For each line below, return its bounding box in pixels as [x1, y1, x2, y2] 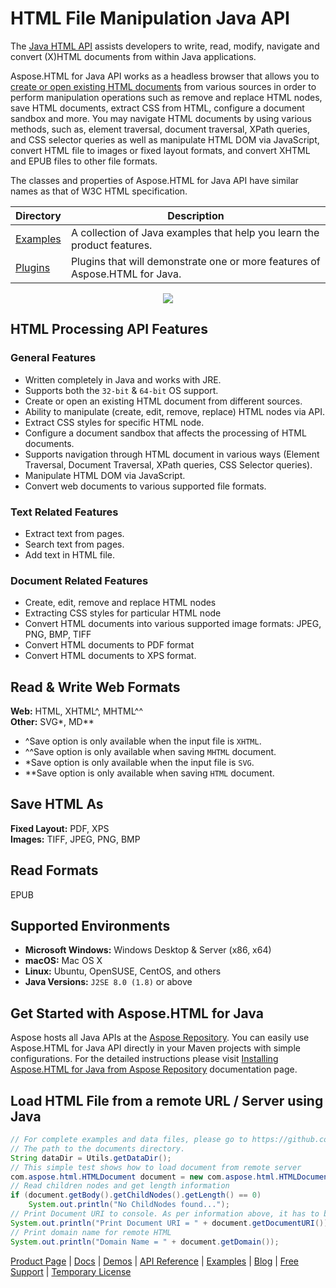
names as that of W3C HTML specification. [10, 185, 188, 197]
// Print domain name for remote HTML [10, 1227, 172, 1237]
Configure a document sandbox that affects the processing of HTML [24, 427, 307, 439]
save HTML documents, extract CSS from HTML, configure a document [10, 102, 305, 114]
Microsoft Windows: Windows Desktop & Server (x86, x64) [24, 944, 272, 956]
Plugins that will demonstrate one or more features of [70, 254, 321, 268]
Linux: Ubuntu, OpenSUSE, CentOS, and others [24, 965, 222, 977]
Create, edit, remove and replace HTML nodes [24, 597, 217, 609]
